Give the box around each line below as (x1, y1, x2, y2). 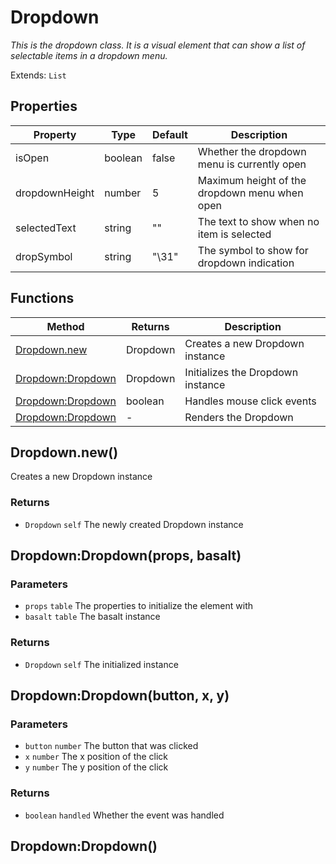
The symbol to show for (197, 243, 309, 257)
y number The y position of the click (24, 761, 169, 773)
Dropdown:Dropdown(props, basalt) (10, 547, 242, 565)
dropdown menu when (197, 186, 304, 200)
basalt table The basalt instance (24, 611, 161, 623)
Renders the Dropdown (184, 410, 294, 424)
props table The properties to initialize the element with (24, 600, 254, 612)
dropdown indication (197, 256, 295, 270)
